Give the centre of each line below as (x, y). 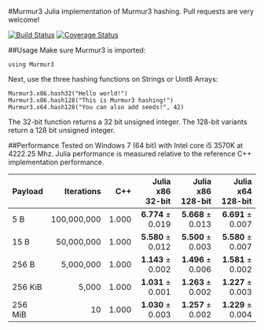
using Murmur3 (31, 64)
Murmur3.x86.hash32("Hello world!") (68, 93)
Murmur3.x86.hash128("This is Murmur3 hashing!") (91, 101)
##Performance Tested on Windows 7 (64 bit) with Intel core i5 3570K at (126, 145)
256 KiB (27, 287)
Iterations (82, 191)
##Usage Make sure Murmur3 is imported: (77, 50)
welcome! (24, 20)
